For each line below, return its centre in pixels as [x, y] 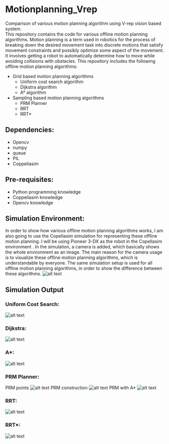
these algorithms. [23, 274]
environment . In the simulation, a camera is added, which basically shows [82, 247]
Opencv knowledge [33, 202]
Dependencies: [30, 130]
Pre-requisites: [30, 180]
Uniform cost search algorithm [52, 82]
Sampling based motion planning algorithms [58, 98]
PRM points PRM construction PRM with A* [71, 387]
